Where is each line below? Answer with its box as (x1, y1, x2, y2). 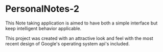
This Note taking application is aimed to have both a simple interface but (5, 20, 158, 26)
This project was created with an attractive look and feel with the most (5, 35, 153, 41)
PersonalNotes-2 (5, 3, 80, 15)
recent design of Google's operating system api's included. (5, 40, 130, 46)
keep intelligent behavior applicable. (5, 25, 82, 31)
